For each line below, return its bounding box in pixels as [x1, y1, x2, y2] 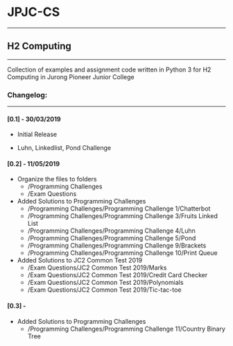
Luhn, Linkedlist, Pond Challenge [17, 144, 112, 152]
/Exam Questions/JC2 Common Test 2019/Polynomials [27, 279, 184, 287]
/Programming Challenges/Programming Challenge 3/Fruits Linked [27, 212, 218, 220]
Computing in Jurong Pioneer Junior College [7, 72, 135, 81]
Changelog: [7, 90, 48, 99]
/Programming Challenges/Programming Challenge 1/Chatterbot [27, 204, 211, 213]
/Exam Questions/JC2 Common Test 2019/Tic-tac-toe [27, 286, 182, 294]
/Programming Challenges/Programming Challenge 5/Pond [27, 234, 196, 242]
